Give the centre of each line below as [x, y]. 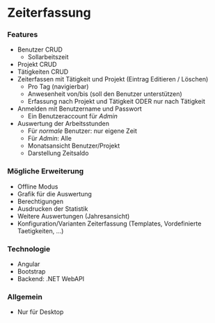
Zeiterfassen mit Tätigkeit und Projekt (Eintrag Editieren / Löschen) [113, 79]
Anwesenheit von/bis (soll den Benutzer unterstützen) [105, 94]
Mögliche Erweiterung [46, 171]
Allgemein [25, 297]
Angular [29, 264]
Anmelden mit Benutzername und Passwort [80, 109]
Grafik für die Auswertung [55, 194]
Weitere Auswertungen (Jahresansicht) [73, 216]
